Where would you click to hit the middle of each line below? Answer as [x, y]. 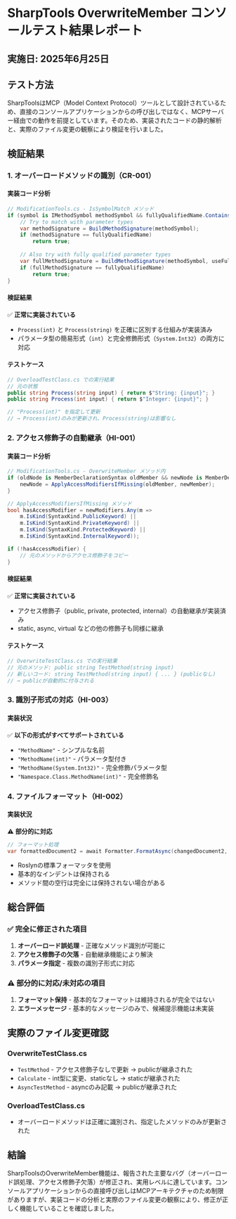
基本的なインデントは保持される [64, 874]
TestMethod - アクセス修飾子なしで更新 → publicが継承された [105, 1070]
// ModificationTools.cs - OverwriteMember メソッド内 [87, 471]
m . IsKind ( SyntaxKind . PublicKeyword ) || [78, 517]
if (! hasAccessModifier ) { [47, 549]
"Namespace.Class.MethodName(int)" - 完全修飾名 [88, 776]
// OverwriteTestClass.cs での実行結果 [63, 661]
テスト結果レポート [87, 31]
